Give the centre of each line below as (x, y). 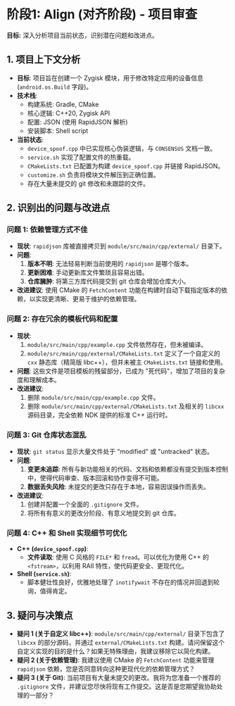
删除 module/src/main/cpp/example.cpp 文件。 (93, 397)
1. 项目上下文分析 (44, 59)
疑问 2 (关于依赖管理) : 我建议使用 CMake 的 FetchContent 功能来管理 (115, 660)
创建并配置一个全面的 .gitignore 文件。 (85, 505)
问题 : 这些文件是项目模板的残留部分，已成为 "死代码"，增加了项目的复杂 (121, 371)
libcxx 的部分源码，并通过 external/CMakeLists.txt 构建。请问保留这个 (121, 643)
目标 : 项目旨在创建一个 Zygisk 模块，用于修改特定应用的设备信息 (110, 77)
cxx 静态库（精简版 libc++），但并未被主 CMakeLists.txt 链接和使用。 (127, 362)
